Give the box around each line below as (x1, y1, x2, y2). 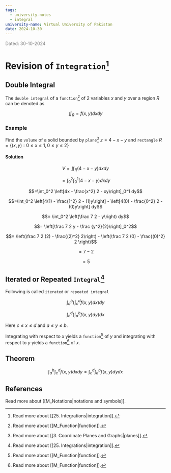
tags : (5, 7, 17, 13)
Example (5, 124, 27, 131)
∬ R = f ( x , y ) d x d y (68, 110, 103, 117)
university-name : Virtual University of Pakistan (5, 21, 113, 27)
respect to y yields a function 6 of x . (5, 338, 80, 345)
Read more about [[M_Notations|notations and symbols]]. (5, 398, 126, 404)
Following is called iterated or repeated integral (5, 289, 109, 295)
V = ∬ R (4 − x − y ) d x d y (62, 165, 109, 173)
